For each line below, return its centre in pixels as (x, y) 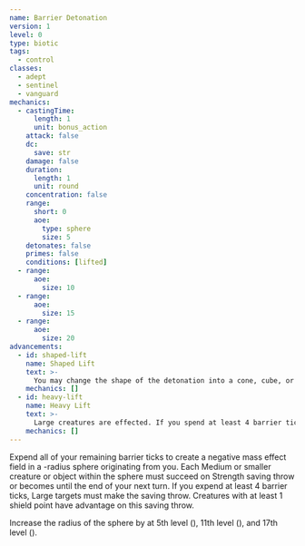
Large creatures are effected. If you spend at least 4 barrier (157, 423)
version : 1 (30, 26)
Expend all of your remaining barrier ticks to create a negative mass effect (148, 457)
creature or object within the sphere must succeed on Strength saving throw (152, 476)
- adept (32, 77)
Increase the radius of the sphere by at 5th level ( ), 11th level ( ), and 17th (144, 522)
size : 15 (59, 313)
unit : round (56, 187)
